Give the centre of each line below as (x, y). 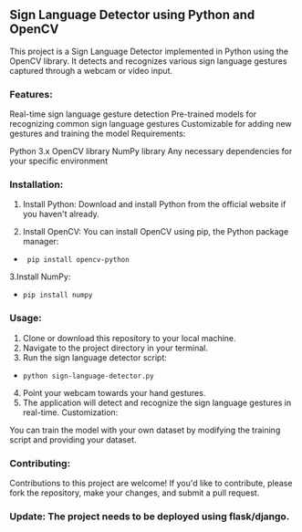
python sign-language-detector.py (88, 376)
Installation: (36, 184)
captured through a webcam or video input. (91, 70)
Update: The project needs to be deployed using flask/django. (150, 516)
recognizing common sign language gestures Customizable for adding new (151, 124)
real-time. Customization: (70, 412)
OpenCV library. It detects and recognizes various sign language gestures (148, 61)
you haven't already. (61, 214)
